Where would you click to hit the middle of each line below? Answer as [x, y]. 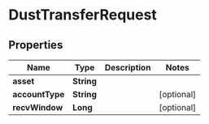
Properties [36, 45]
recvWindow [38, 107]
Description [128, 68]
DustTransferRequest [83, 15]
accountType [39, 94]
